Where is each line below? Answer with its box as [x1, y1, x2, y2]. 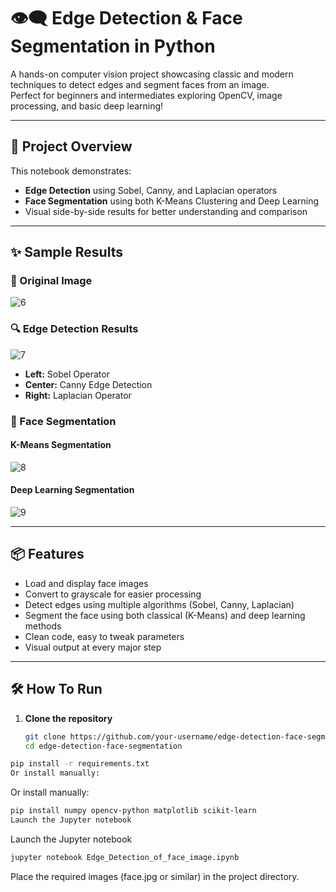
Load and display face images [24, 577, 149, 589]
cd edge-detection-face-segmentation [24, 741, 183, 751]
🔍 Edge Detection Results [10, 322, 139, 336]
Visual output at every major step [24, 641, 162, 653]
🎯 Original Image [10, 274, 93, 288]
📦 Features [10, 546, 85, 563]
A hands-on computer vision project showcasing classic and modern [10, 68, 294, 80]
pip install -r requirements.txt [10, 759, 150, 769]
